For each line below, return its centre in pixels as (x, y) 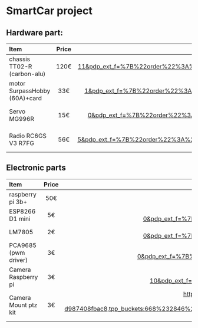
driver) (19, 260)
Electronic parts (36, 168)
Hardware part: (34, 33)
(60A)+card (26, 98)
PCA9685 (23, 245)
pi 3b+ (18, 202)
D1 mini (20, 218)
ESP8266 (22, 211)
